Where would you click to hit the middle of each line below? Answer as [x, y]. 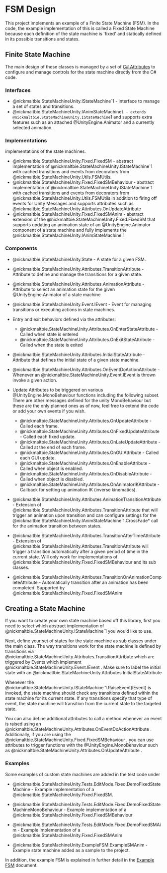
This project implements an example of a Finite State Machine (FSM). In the [82, 23]
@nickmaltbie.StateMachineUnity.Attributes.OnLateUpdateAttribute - [90, 442]
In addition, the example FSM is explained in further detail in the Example [80, 860]
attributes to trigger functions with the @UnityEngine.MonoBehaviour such [82, 745]
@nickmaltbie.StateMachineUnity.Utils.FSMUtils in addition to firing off [84, 198]
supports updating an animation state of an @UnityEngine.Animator [81, 225]
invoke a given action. [35, 380]
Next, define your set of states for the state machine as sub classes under [81, 641]
